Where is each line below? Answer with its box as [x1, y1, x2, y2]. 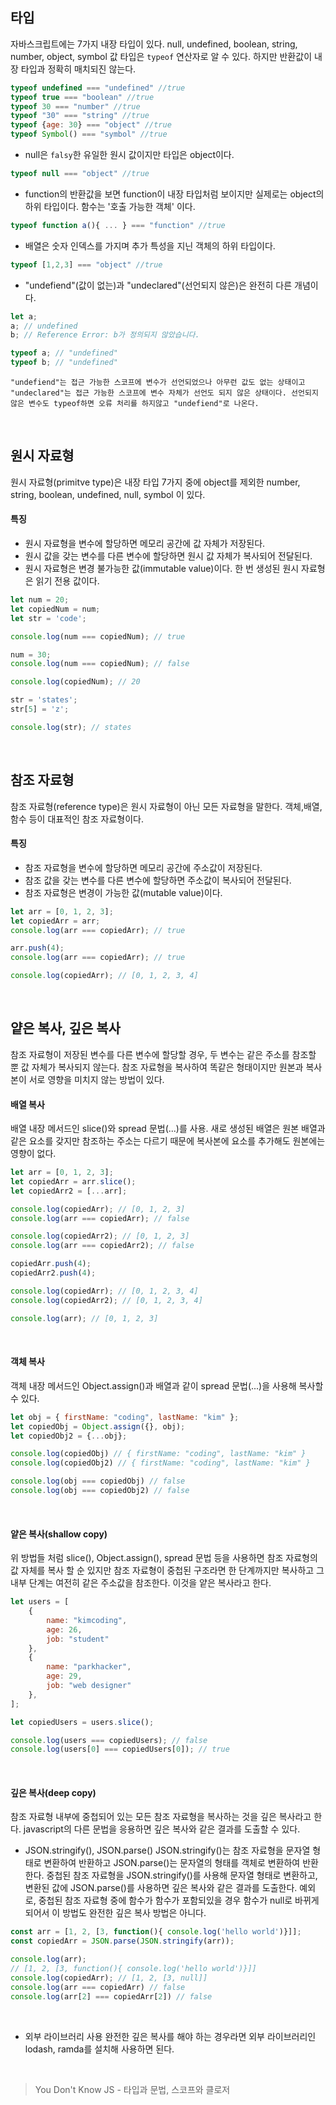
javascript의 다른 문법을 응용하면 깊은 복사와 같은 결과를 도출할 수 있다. [23, 1823, 301, 1835]
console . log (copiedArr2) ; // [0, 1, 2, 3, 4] [10, 1295, 203, 1305]
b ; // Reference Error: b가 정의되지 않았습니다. [10, 330, 200, 340]
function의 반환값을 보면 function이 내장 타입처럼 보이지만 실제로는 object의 [24, 188, 325, 200]
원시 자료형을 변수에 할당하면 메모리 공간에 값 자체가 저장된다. [24, 538, 266, 550]
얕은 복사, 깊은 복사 [10, 1020, 121, 1037]
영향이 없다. [10, 1148, 57, 1160]
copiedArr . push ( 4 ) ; [10, 1259, 92, 1269]
